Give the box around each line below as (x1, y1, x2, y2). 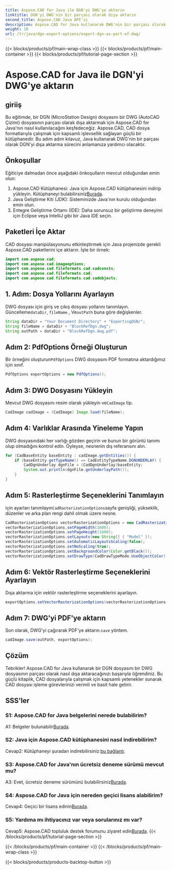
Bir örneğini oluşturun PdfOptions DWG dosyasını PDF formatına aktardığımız (5, 356, 166, 362)
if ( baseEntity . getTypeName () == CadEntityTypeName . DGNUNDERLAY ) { (14, 458, 161, 463)
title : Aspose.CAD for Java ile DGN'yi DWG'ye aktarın (5, 7, 125, 13)
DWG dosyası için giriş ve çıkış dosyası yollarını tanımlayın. (5, 303, 130, 310)
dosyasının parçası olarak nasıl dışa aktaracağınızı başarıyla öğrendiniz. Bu (5, 670, 163, 677)
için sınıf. (5, 362, 24, 368)
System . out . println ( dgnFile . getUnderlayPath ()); (24, 467, 130, 473)
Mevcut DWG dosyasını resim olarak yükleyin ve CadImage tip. (5, 400, 133, 406)
